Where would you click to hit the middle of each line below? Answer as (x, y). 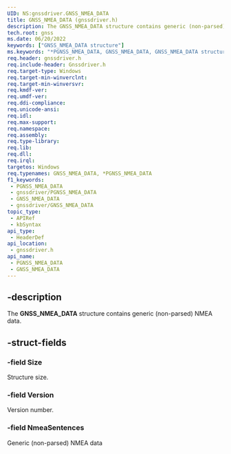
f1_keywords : (26, 180)
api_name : (21, 257)
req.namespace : (29, 129)
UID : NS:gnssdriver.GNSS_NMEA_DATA (58, 13)
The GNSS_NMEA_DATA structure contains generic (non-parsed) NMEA (110, 314)
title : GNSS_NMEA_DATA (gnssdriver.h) (63, 20)
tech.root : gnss (30, 33)
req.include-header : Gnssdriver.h (57, 65)
